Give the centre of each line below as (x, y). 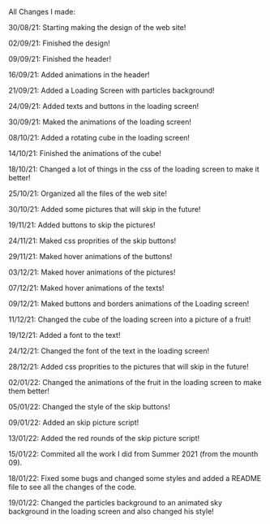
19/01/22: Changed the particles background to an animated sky (116, 502)
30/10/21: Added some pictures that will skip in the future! (105, 209)
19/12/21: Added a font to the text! (64, 335)
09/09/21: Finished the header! (60, 59)
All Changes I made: (42, 12)
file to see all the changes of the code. (73, 487)
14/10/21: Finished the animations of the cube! (85, 153)
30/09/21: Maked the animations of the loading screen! (100, 122)
